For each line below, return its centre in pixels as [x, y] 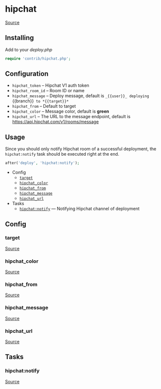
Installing [20, 38]
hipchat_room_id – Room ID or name [48, 91]
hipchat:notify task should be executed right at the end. [62, 154]
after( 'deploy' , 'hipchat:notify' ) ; [42, 163]
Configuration [27, 74]
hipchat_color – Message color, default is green [60, 111]
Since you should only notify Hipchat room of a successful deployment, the [81, 149]
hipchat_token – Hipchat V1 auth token [50, 85]
